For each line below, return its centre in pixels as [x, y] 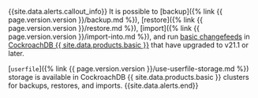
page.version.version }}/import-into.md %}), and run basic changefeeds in [129, 36]
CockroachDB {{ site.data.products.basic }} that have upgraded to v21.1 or [129, 45]
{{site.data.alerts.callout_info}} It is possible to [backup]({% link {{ [116, 11]
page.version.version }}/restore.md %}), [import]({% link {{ [104, 28]
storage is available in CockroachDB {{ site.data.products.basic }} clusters [129, 77]
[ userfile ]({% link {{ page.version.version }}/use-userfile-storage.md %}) [129, 69]
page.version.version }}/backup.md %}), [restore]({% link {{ [106, 20]
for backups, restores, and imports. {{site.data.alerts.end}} [103, 85]
